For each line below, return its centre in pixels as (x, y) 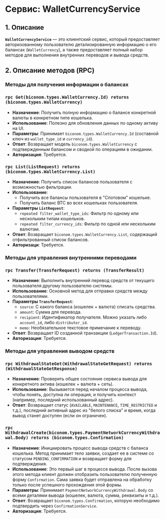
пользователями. (30, 296)
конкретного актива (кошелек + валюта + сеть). (63, 384)
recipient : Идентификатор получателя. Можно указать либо (83, 317)
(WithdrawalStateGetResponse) (41, 369)
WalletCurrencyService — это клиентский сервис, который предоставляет (82, 39)
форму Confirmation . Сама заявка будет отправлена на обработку (82, 479)
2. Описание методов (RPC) (50, 71)
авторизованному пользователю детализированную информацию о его (81, 45)
